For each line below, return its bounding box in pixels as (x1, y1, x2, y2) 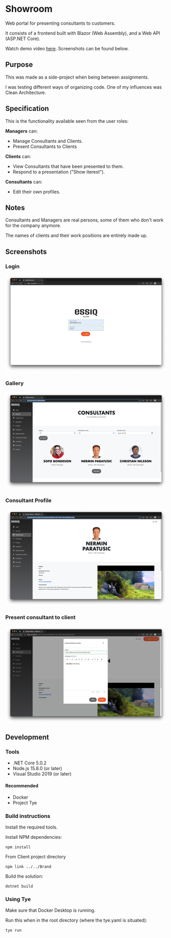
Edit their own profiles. (12, 189, 60, 195)
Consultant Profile (5, 497, 52, 504)
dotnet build (5, 884, 33, 889)
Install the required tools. (5, 824, 58, 830)
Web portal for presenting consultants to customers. (5, 20, 116, 26)
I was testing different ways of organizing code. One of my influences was (5, 84, 162, 90)
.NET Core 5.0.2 (12, 760, 47, 766)
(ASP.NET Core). (5, 35, 40, 42)
